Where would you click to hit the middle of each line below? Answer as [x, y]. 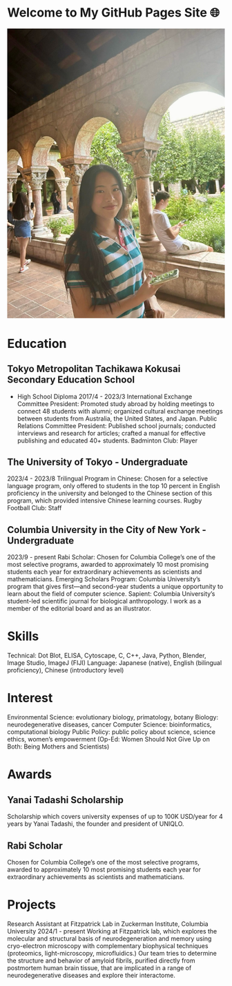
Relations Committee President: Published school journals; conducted [116, 425]
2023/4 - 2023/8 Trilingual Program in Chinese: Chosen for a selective [108, 478]
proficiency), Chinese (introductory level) [66, 670]
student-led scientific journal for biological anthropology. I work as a [104, 601]
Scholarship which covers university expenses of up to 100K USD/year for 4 [115, 817]
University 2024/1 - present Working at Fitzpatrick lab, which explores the [112, 931]
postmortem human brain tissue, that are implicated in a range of [99, 967]
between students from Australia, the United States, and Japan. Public [117, 418]
